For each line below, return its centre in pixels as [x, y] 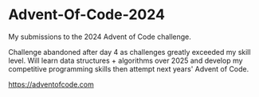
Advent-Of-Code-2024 [87, 15]
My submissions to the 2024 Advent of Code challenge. [100, 37]
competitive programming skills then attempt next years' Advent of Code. [129, 68]
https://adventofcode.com [51, 84]
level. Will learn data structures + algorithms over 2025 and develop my [126, 60]
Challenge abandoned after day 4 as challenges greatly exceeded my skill [129, 52]
